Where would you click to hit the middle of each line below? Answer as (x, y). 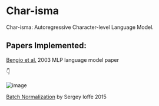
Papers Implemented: (47, 46)
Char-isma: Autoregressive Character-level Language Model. (80, 27)
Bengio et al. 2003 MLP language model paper (63, 59)
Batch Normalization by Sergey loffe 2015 (57, 97)
